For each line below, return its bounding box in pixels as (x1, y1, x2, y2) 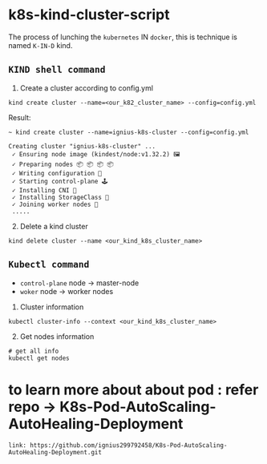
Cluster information (19, 302, 84, 312)
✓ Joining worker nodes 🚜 (11, 200, 99, 208)
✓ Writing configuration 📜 (11, 169, 103, 177)
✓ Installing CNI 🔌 (11, 186, 78, 194)
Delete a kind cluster (19, 221, 88, 231)
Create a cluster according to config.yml (19, 83, 154, 93)
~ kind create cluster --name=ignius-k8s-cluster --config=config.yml (8, 128, 249, 136)
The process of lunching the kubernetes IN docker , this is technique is (8, 32, 238, 42)
